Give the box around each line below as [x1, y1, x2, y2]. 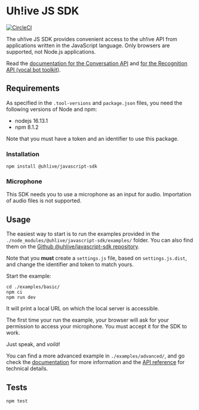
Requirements [6, 84, 60, 94]
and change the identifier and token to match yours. [6, 261, 134, 268]
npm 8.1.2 [14, 124, 39, 131]
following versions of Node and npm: [6, 106, 97, 113]
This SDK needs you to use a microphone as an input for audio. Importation [6, 191, 191, 198]
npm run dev [6, 294, 36, 301]
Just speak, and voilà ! [6, 341, 61, 348]
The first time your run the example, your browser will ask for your [6, 316, 169, 323]
